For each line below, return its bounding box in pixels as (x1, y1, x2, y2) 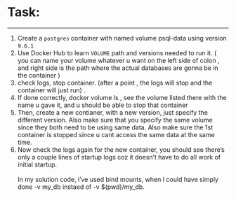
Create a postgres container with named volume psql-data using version (17, 34, 227, 42)
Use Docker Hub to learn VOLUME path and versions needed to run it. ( (17, 48, 217, 57)
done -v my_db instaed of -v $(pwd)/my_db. (17, 183, 145, 191)
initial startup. (17, 160, 58, 169)
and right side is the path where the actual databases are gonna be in (17, 64, 219, 72)
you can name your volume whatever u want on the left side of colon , (17, 56, 220, 64)
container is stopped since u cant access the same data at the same (17, 130, 216, 139)
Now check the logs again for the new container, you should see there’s (17, 145, 225, 154)
